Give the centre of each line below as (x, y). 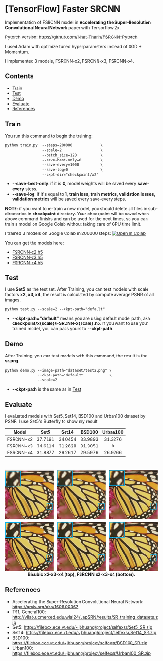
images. (13, 300)
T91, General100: (29, 612)
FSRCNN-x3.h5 (27, 257)
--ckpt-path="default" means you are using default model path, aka (81, 318)
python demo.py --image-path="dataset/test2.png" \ (58, 371)
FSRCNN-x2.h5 (27, 252)
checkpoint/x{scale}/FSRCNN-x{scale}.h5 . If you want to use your (80, 323)
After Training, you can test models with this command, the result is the (76, 356)
